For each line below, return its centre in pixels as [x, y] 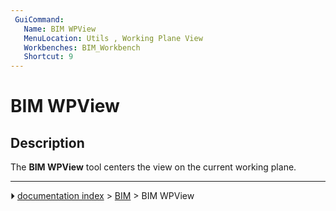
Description [47, 142]
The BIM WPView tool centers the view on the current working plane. [153, 167]
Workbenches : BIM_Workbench [82, 47]
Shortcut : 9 [48, 57]
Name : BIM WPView [60, 29]
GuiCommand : [39, 19]
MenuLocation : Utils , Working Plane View [113, 38]
